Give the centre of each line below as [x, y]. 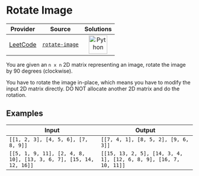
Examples [25, 114]
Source [60, 29]
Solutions [98, 29]
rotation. [16, 94]
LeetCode [23, 44]
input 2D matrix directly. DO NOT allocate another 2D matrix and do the [93, 89]
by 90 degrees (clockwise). [39, 71]
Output [145, 130]
